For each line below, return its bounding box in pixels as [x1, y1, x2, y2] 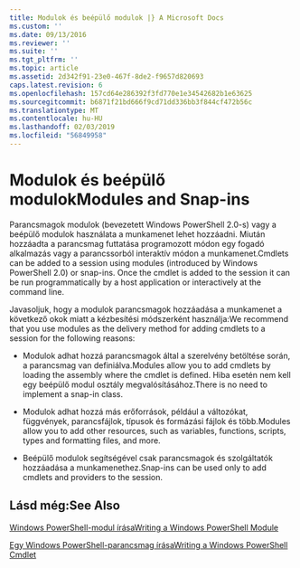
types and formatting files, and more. [22, 435, 161, 446]
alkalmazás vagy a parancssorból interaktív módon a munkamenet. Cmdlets [9, 248, 289, 259]
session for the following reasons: [9, 332, 136, 344]
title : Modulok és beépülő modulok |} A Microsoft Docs [9, 13, 224, 23]
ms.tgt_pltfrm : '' [9, 55, 79, 64]
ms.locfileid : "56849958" [9, 131, 107, 140]
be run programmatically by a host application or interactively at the [9, 277, 262, 288]
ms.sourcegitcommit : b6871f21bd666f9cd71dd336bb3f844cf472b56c [9, 97, 253, 107]
